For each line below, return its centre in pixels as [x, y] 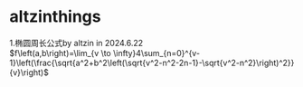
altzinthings [55, 17]
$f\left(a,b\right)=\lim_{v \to [60, 53]
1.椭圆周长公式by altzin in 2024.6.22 [76, 43]
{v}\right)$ [29, 72]
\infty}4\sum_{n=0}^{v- [156, 53]
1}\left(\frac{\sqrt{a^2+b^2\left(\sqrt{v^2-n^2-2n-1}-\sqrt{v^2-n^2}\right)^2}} [152, 63]
